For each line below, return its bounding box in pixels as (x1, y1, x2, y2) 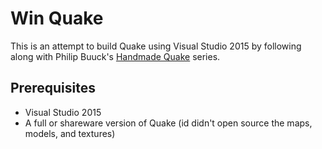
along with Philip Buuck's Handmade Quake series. (10, 50, 221, 62)
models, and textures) (24, 127, 116, 139)
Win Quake (10, 7, 104, 30)
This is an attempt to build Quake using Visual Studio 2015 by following (10, 40, 302, 52)
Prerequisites (10, 80, 96, 97)
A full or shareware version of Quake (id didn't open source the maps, (24, 117, 313, 129)
